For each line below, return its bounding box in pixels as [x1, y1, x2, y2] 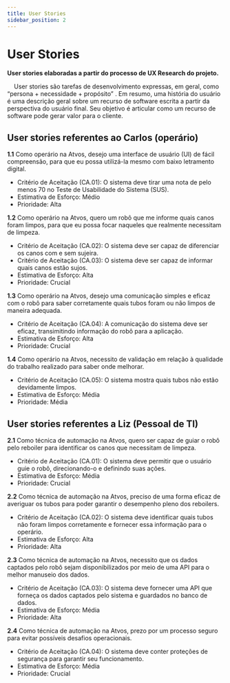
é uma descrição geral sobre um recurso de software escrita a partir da [7, 97, 210, 106]
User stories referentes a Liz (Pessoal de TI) [7, 418, 198, 430]
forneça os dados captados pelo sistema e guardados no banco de [17, 591, 208, 599]
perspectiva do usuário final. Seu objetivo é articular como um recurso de [7, 104, 216, 113]
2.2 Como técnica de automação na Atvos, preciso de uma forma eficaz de [7, 492, 221, 501]
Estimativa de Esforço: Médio [17, 193, 101, 201]
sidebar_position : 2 [7, 17, 67, 23]
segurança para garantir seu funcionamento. [17, 655, 145, 663]
